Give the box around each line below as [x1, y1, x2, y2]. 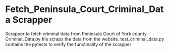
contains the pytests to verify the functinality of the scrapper [5, 41, 132, 47]
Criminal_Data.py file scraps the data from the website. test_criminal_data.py [5, 36, 164, 42]
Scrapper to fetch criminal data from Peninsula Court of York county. [5, 30, 148, 36]
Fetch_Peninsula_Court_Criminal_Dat [5, 3, 164, 15]
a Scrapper [5, 14, 52, 25]
